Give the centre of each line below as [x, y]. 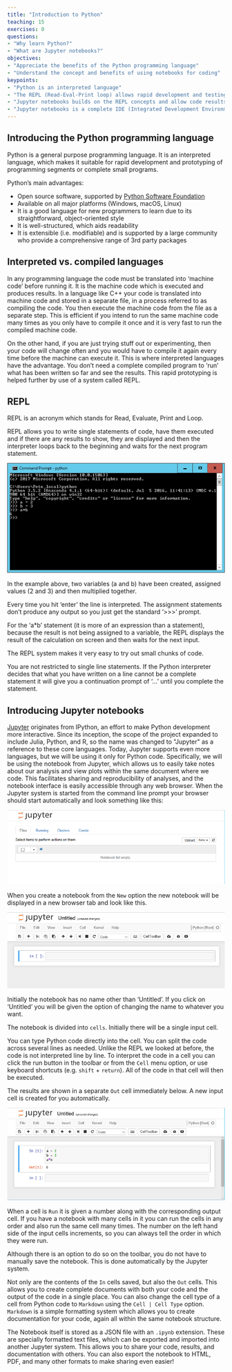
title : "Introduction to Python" [55, 15]
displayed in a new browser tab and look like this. [77, 902]
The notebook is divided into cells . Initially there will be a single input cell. [113, 1027]
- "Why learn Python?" [40, 44]
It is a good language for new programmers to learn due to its [104, 211]
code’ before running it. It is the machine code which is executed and [105, 286]
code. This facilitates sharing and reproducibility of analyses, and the [105, 779]
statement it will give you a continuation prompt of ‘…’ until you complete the [116, 682]
